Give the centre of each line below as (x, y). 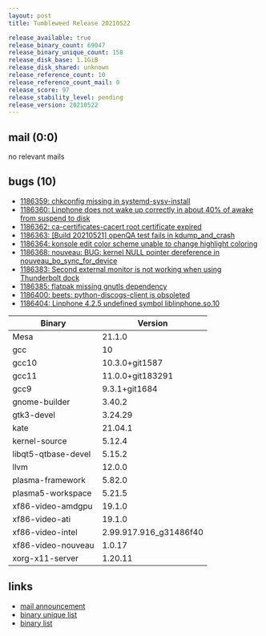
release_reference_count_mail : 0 (64, 82)
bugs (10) (32, 182)
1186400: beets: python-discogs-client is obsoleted (105, 294)
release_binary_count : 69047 (57, 45)
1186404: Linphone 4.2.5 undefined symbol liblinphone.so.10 (120, 303)
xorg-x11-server (45, 558)
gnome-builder (41, 402)
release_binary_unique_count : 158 (66, 53)
